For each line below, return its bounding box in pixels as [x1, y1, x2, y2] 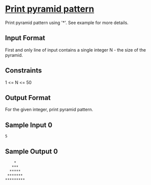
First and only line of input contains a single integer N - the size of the [5, 47, 146, 53]
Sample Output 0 [5, 147, 58, 156]
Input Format [5, 34, 46, 42]
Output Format [5, 93, 51, 102]
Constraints [5, 66, 42, 75]
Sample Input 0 [5, 121, 52, 129]
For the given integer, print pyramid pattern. [5, 106, 93, 112]
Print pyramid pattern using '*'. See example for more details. [5, 20, 129, 26]
